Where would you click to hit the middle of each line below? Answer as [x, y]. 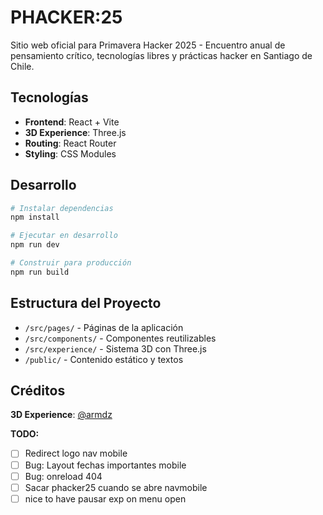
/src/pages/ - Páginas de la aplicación [104, 327]
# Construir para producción [71, 263]
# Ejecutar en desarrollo [64, 236]
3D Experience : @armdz [61, 415]
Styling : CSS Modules [70, 153]
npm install [35, 217]
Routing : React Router [70, 143]
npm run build [40, 272]
